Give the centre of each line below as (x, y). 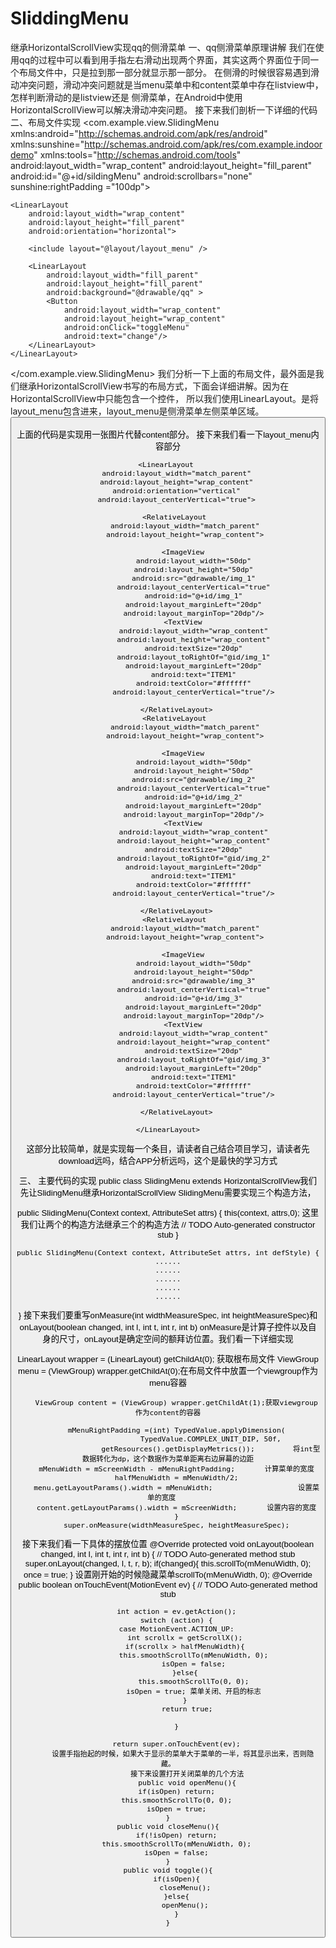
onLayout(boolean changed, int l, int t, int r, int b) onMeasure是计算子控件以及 (164, 1327)
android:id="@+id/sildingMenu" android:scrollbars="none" (131, 176)
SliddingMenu (70, 18)
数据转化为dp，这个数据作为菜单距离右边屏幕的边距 (168, 1458)
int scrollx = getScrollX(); (185, 1638)
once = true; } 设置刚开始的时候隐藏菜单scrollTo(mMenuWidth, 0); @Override (168, 1574)
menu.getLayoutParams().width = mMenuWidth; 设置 (173, 1487)
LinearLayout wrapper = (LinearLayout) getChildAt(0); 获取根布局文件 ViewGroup (168, 1359)
